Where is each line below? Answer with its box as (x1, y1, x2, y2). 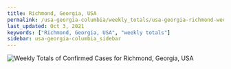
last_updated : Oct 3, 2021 (7, 23, 85, 29)
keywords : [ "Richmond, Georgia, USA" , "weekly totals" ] (7, 29, 170, 36)
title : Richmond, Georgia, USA (7, 10, 97, 17)
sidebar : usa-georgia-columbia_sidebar (7, 36, 122, 42)
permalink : (7, 16, 38, 23)
